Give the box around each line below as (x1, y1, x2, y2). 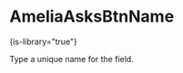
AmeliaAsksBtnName (9, 6, 175, 27)
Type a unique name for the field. (9, 53, 134, 64)
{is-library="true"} (9, 36, 77, 47)
